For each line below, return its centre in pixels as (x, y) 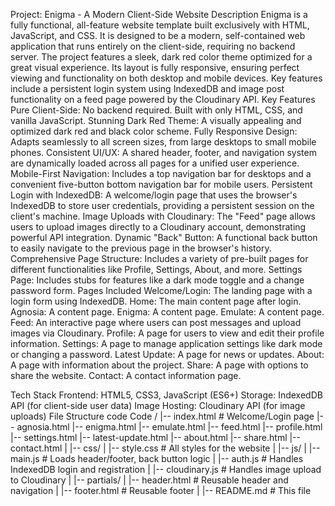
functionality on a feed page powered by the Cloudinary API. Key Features (163, 99)
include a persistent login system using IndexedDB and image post (147, 88)
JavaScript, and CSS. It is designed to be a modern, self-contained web (158, 35)
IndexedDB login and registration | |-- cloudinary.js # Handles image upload (166, 469)
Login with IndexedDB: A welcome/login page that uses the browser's (154, 195)
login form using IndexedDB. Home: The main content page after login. (156, 301)
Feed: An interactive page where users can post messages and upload (156, 322)
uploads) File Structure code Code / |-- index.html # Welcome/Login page (162, 416)
